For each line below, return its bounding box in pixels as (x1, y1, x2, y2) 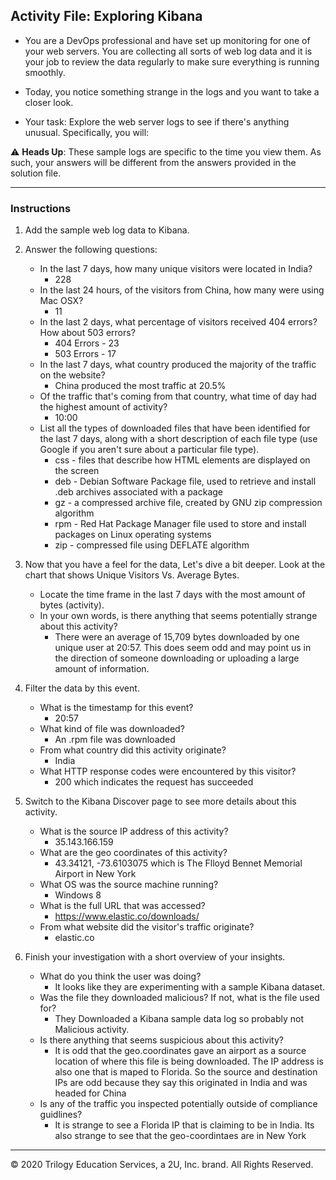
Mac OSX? (39, 295, 84, 307)
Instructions (10, 201, 72, 215)
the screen (54, 465, 100, 477)
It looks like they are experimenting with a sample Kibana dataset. (54, 981, 326, 993)
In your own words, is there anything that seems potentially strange (39, 610, 318, 622)
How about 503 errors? (39, 327, 136, 339)
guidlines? (39, 1109, 83, 1121)
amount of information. (54, 663, 150, 675)
